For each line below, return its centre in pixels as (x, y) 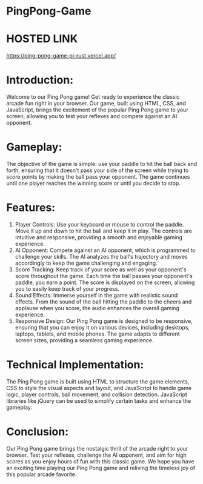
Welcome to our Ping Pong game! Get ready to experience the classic (93, 97)
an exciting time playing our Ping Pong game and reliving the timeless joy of (101, 468)
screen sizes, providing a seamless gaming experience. (84, 340)
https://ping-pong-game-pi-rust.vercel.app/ (61, 56)
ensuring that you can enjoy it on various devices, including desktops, (102, 327)
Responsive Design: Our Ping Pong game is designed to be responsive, (104, 321)
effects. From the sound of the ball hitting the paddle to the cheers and (103, 302)
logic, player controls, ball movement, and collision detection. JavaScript (97, 394)
